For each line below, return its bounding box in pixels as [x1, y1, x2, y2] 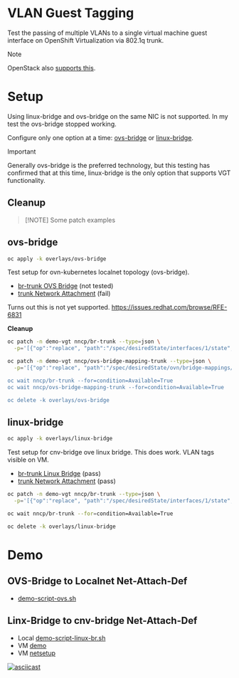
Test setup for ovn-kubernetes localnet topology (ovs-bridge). [7, 268, 190, 277]
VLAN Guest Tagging [7, 5, 134, 21]
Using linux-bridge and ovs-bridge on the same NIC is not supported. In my [7, 112, 229, 120]
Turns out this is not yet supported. [7, 303, 110, 312]
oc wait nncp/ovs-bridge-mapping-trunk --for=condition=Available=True [7, 383, 224, 391]
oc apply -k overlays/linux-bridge [7, 435, 113, 443]
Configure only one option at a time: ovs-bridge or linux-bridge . [7, 133, 194, 142]
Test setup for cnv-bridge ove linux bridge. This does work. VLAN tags [7, 448, 215, 457]
